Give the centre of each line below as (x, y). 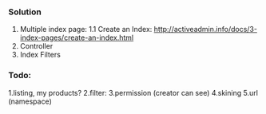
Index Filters (40, 55)
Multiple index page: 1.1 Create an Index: (86, 29)
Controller (36, 46)
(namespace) (30, 101)
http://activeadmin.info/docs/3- (206, 29)
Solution (25, 12)
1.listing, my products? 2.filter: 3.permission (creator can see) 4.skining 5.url (133, 92)
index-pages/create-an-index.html (77, 37)
